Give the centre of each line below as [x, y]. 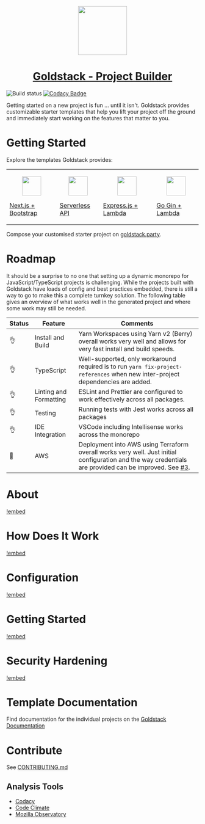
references [94, 374]
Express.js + [120, 205]
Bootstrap [23, 213]
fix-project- [163, 367]
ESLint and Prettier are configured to [131, 392]
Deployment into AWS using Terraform [134, 444]
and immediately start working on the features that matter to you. [88, 118]
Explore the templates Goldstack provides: [59, 159]
